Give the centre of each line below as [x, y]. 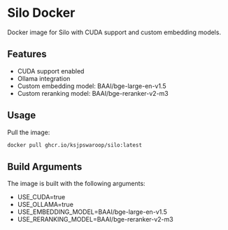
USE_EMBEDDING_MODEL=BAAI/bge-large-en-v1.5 [92, 212]
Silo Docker [41, 13]
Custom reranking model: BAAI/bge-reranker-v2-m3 [93, 93]
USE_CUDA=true [41, 197]
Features [27, 54]
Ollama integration [44, 78]
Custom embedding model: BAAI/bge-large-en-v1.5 [92, 86]
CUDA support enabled [51, 71]
